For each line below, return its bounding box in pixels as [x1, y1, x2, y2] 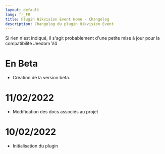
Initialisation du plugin [12, 143, 58, 149]
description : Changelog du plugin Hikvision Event [5, 21, 114, 27]
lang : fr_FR [5, 12, 30, 17]
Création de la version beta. [12, 75, 71, 81]
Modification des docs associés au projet [12, 109, 98, 115]
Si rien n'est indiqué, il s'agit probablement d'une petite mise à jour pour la [5, 35, 160, 41]
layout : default [5, 7, 39, 13]
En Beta [5, 58, 38, 69]
